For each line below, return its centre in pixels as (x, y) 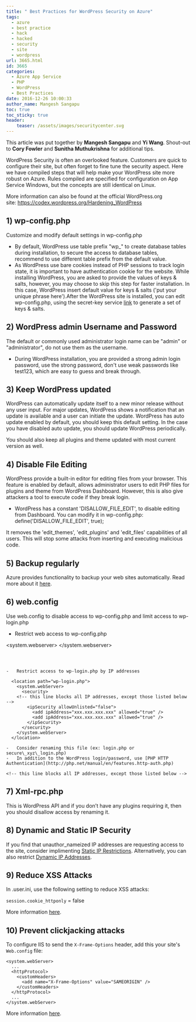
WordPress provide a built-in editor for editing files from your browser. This (97, 478)
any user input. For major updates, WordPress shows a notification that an (95, 410)
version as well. (25, 446)
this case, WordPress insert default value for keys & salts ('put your (96, 290)
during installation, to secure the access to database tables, (87, 252)
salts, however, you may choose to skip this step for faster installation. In (102, 283)
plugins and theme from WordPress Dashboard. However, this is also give (94, 491)
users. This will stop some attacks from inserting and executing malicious (94, 539)
